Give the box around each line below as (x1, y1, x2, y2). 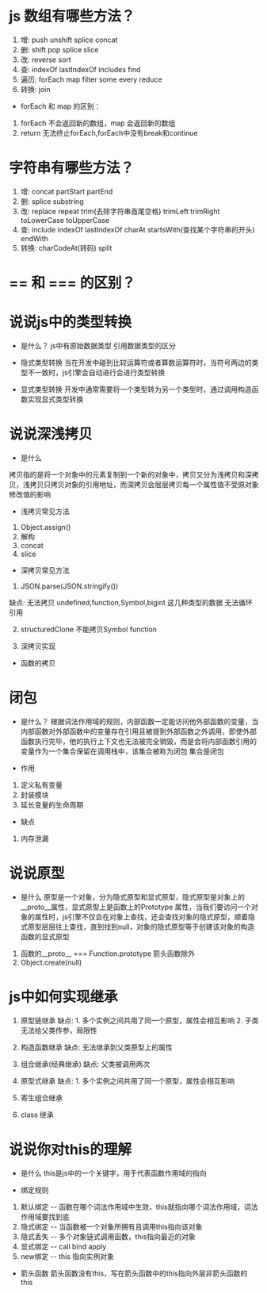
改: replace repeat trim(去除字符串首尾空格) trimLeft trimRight (20, 206, 220, 216)
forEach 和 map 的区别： (20, 101, 101, 111)
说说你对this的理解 (9, 1140, 132, 1158)
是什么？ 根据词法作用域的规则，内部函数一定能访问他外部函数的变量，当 (20, 716, 259, 726)
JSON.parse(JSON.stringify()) (20, 581, 119, 591)
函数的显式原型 (20, 931, 70, 941)
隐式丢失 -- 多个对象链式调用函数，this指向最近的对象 (20, 1231, 196, 1241)
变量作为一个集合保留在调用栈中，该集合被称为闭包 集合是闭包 (20, 746, 224, 756)
